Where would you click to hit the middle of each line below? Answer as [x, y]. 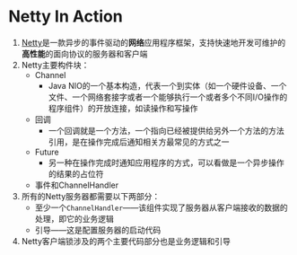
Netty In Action [66, 17]
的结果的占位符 [76, 173]
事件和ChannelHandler [76, 185]
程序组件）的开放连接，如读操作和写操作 [123, 108]
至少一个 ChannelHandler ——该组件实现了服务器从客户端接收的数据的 [161, 207]
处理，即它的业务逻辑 [74, 218]
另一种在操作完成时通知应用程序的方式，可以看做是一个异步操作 [166, 163]
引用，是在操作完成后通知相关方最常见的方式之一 [139, 142]
